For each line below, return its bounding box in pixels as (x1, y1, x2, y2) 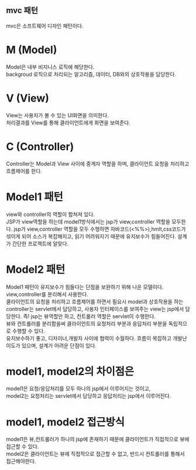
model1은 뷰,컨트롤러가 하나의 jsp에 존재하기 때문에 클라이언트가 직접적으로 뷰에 (6, 436, 190, 443)
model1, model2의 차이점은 (6, 364, 135, 378)
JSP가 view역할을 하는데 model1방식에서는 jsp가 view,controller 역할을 (6, 218, 171, 225)
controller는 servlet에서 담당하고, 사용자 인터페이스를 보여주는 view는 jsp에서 (6, 305, 184, 312)
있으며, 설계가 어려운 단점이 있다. (21, 342, 97, 349)
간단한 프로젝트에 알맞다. (12, 240, 69, 247)
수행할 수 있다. (12, 327, 46, 334)
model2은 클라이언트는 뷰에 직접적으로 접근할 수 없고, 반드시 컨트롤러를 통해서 (6, 451, 185, 458)
